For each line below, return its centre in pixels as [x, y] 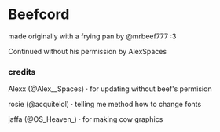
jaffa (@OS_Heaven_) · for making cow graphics [86, 119]
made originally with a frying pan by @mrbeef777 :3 [92, 36]
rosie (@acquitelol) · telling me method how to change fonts [105, 104]
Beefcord [39, 15]
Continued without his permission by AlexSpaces [88, 51]
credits [22, 71]
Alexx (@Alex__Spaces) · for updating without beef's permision [110, 89]
